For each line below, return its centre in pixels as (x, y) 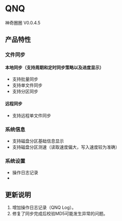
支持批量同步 (25, 79)
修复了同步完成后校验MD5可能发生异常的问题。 (60, 214)
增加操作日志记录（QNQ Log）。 (44, 208)
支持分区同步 (25, 92)
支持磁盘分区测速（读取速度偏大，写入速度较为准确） (66, 147)
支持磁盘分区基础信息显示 (38, 141)
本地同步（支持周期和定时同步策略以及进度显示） (54, 67)
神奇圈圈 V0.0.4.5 (23, 23)
